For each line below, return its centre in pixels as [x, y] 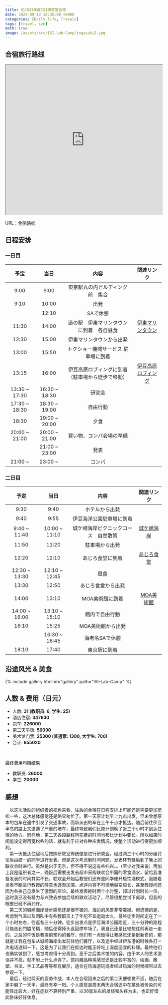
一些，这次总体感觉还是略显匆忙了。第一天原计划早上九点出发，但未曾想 [83, 816]
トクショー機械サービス [95, 349]
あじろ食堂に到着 [103, 558]
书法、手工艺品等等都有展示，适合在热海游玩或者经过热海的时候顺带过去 [88, 966]
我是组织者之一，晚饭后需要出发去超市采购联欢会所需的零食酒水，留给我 [83, 873]
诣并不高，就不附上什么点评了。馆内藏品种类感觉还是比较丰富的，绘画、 [79, 960]
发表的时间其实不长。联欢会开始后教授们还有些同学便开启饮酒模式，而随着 [85, 879]
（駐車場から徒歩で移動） [98, 377]
